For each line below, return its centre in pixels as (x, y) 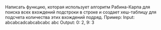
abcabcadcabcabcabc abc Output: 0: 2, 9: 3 (50, 22)
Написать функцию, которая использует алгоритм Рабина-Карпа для (78, 7)
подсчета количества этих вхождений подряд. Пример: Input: (70, 17)
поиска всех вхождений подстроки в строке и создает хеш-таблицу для (81, 12)
